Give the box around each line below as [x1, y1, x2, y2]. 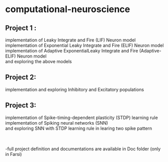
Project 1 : [5, 24, 37, 32]
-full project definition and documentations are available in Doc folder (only [5, 145, 161, 152]
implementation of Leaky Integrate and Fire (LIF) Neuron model [5, 37, 136, 43]
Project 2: [5, 73, 36, 82]
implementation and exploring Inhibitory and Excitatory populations [5, 86, 144, 92]
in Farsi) [5, 151, 22, 157]
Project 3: [5, 101, 37, 110]
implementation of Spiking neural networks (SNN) [5, 120, 108, 126]
